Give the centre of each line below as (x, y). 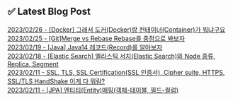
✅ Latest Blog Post (49, 12)
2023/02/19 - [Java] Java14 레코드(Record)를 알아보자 (85, 47)
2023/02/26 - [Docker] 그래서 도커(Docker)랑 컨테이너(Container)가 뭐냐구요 (116, 29)
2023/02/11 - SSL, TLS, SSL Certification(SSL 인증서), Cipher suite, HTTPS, (116, 72)
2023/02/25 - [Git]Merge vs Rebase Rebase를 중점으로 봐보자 (96, 38)
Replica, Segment (33, 64)
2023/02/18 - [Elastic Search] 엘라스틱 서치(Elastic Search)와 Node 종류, (112, 56)
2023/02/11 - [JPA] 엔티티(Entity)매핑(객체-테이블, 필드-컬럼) (93, 90)
